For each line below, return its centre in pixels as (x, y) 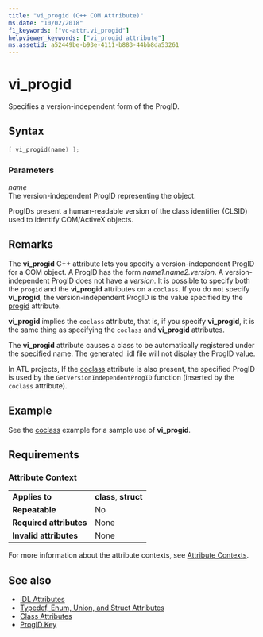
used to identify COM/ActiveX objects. (71, 220)
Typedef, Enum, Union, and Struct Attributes (92, 608)
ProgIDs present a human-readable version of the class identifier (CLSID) (128, 211)
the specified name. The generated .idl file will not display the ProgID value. (132, 353)
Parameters (31, 170)
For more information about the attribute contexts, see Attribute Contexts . (128, 555)
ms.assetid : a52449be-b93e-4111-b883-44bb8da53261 (94, 45)
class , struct (119, 497)
